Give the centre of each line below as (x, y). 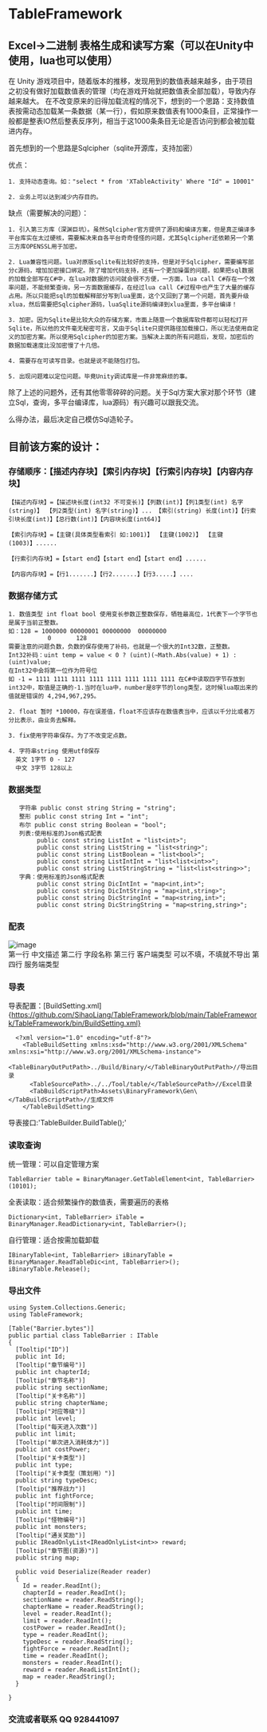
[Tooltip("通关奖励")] (51, 1535)
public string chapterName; (62, 1404)
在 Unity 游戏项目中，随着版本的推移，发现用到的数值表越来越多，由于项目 (131, 81)
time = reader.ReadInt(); (66, 1656)
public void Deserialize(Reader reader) (83, 1572)
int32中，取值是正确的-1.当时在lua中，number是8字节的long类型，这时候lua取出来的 (133, 687)
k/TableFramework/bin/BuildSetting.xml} (75, 1023)
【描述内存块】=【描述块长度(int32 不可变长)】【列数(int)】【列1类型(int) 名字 (126, 502)
